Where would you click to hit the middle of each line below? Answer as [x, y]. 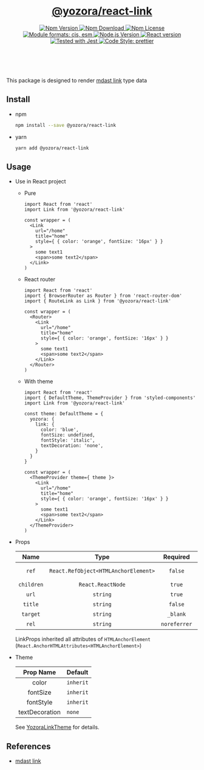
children [31, 585]
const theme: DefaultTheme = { [64, 414]
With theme [39, 381]
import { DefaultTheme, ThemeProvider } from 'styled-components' [110, 398]
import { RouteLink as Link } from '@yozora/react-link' [98, 301]
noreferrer [176, 624]
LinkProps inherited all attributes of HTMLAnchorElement [83, 639]
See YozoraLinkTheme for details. [57, 727]
